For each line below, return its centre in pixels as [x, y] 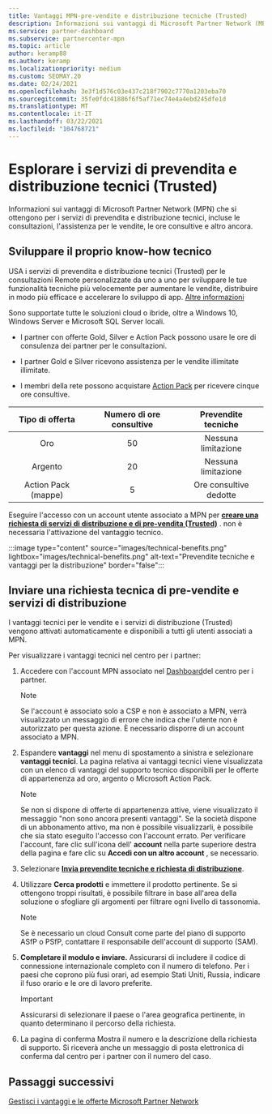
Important [36, 999]
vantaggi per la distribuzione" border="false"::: [86, 565]
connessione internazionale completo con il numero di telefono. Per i [134, 966]
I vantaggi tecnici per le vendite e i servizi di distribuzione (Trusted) [121, 623]
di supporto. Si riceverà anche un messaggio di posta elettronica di [132, 1048]
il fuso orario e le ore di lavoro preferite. [86, 983]
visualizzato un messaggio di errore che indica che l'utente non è [129, 720]
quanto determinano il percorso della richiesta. [98, 1023]
